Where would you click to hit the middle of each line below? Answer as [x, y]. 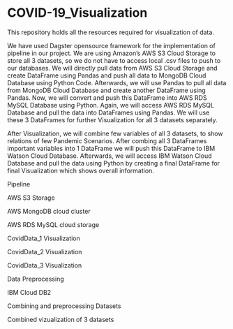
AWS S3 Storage [31, 198]
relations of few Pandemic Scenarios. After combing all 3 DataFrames [107, 140]
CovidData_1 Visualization [44, 238]
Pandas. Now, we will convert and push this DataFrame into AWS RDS [107, 97]
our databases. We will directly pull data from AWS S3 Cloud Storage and [112, 68]
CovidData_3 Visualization [45, 265]
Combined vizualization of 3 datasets [61, 319]
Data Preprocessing [36, 279]
